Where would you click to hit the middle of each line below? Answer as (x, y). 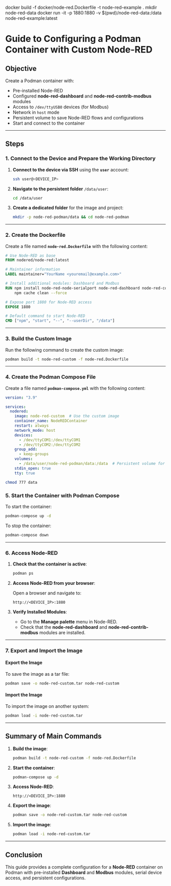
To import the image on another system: (47, 706)
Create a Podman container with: (40, 81)
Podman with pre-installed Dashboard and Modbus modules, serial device (83, 872)
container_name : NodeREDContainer (51, 421)
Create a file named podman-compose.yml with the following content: (76, 388)
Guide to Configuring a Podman (73, 39)
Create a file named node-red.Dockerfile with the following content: (77, 246)
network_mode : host (35, 430)
